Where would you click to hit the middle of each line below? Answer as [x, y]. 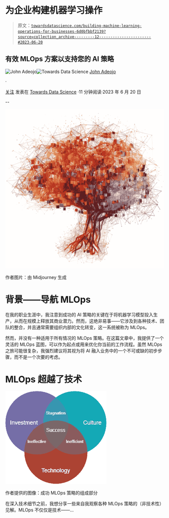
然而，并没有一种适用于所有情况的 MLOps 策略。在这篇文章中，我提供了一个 [84, 338]
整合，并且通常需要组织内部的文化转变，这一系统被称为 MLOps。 [82, 327]
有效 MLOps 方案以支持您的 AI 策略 [60, 59]
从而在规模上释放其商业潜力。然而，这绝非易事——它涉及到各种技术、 [87, 321]
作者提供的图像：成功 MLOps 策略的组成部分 [51, 493]
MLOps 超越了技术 [44, 379]
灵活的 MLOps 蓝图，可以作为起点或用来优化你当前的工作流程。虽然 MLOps [84, 344]
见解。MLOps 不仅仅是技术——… [40, 510]
